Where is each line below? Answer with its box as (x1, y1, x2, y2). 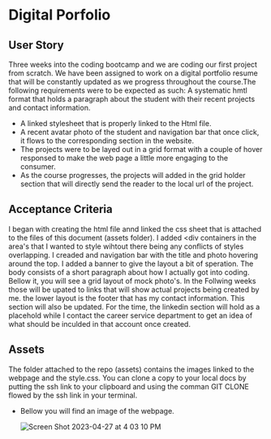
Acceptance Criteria (8, 202, 113, 216)
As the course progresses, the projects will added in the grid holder (19, 171, 246, 180)
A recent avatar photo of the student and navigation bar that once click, (19, 128, 260, 137)
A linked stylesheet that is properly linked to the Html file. (19, 119, 212, 128)
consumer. (19, 162, 56, 172)
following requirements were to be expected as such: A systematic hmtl (8, 85, 247, 95)
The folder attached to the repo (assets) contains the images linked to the (8, 364, 255, 374)
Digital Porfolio (8, 6, 111, 24)
